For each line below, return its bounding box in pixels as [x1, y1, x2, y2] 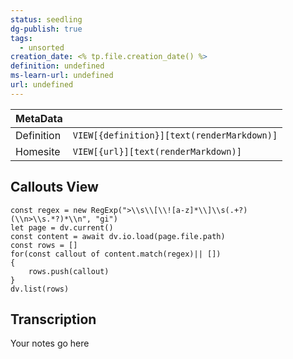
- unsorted [19, 42, 65, 53]
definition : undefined [10, 61, 105, 71]
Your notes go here [10, 337, 90, 350]
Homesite [15, 144, 61, 158]
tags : [10, 33, 33, 43]
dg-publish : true [10, 24, 83, 34]
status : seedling [10, 14, 83, 25]
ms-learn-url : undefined [10, 71, 114, 81]
